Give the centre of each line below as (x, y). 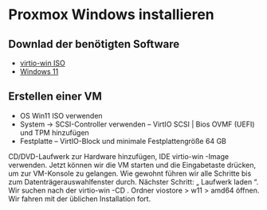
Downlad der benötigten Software (94, 44)
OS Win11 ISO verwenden (61, 115)
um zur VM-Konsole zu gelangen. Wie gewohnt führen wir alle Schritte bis (130, 173)
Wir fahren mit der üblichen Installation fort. (80, 198)
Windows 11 (39, 72)
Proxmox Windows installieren (111, 15)
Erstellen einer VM (55, 97)
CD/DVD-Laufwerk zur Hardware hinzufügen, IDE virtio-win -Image (119, 156)
